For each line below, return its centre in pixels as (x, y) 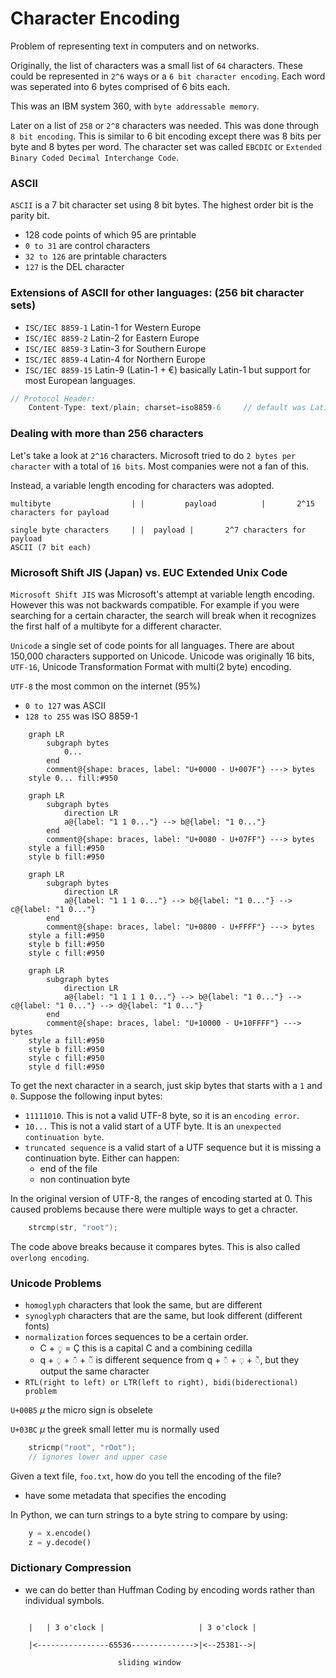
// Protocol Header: (53, 398)
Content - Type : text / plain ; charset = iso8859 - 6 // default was (167, 408)
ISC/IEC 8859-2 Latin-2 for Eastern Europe (112, 338)
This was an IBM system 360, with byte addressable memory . (135, 106)
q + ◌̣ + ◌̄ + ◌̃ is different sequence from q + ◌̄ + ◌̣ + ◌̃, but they (169, 1360)
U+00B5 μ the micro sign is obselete (81, 1410)
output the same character (94, 1371)
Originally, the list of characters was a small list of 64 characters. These (157, 65)
